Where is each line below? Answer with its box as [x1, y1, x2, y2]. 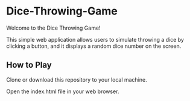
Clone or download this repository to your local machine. [6, 76, 147, 83]
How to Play [6, 60, 52, 70]
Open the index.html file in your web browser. [6, 88, 119, 95]
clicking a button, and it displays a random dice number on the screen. [6, 42, 182, 50]
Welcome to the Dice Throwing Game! [6, 24, 101, 31]
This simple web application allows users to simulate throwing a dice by [6, 36, 184, 43]
